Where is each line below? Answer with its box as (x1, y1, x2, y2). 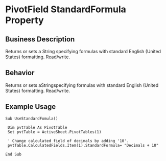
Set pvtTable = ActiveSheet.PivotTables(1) (7, 129, 102, 134)
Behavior (5, 68, 35, 77)
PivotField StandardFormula (5, 4, 126, 15)
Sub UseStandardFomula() (5, 116, 58, 121)
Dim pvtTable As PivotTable (7, 125, 67, 130)
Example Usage (5, 102, 56, 111)
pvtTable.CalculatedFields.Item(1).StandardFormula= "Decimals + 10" (7, 143, 159, 148)
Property (5, 14, 44, 26)
